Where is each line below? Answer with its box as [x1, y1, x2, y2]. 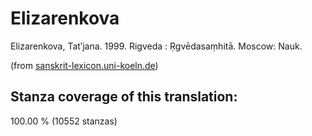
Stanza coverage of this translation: [10, 88, 238, 106]
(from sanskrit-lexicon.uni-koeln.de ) [10, 59, 159, 71]
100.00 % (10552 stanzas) [10, 115, 118, 127]
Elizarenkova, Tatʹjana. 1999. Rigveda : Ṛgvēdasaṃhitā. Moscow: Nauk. [10, 40, 303, 52]
